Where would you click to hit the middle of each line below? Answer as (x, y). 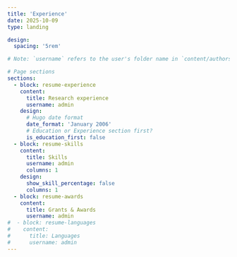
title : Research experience (67, 98)
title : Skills (47, 157)
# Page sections (31, 72)
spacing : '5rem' (37, 47)
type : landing (28, 27)
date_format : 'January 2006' (69, 124)
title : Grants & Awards (61, 210)
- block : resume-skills (48, 144)
